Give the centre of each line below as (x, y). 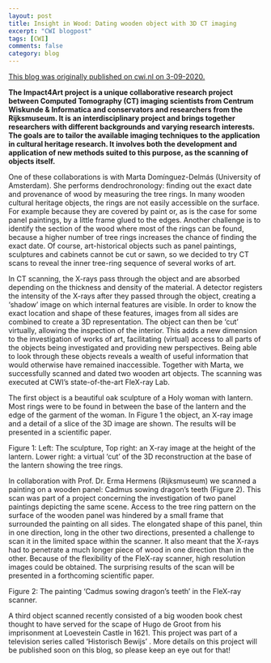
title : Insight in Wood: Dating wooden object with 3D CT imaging (123, 24)
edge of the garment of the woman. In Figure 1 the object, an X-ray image (131, 415)
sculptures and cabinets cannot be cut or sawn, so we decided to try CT (129, 255)
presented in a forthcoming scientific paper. (81, 575)
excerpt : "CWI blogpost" (50, 31)
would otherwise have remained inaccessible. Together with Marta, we (126, 365)
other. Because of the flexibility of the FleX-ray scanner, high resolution (127, 558)
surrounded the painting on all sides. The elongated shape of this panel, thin (135, 524)
